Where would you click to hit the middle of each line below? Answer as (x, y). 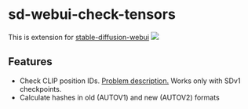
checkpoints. (40, 89)
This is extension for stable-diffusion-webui (79, 37)
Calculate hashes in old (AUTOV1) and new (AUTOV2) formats (119, 97)
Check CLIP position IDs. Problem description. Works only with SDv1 (130, 81)
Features (30, 62)
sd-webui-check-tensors (92, 15)
